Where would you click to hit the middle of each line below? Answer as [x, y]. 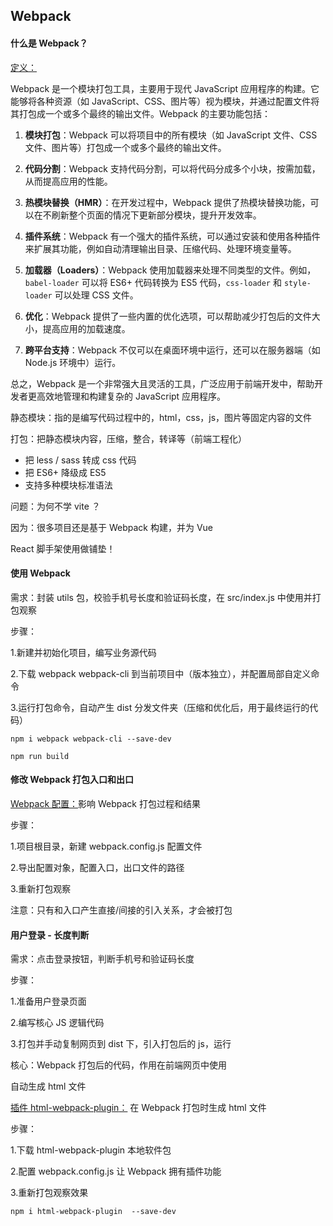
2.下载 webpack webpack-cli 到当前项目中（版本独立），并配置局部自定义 [161, 673]
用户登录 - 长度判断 [50, 935]
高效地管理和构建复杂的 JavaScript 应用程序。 [131, 396]
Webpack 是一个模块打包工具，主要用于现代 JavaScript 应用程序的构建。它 [165, 88]
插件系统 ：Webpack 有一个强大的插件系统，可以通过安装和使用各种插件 [172, 236]
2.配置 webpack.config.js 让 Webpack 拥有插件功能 [116, 1171]
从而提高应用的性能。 [68, 181]
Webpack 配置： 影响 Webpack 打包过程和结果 [105, 803]
